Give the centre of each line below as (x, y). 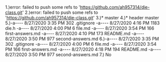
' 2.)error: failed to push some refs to (60, 12)
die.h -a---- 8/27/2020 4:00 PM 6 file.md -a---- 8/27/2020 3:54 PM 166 (80, 28)
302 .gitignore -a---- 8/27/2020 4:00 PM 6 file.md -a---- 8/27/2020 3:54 (81, 44)
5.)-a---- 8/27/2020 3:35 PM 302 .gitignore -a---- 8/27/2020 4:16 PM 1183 (82, 23)
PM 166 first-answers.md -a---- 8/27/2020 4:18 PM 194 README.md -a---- (83, 49)
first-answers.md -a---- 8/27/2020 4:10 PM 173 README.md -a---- (75, 33)
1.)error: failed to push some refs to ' (43, 7)
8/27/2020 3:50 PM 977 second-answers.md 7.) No (58, 55)
